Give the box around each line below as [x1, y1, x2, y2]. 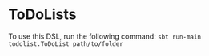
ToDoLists [8, 6, 77, 24]
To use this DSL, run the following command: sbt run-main [8, 32, 202, 41]
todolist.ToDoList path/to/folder [8, 39, 124, 48]
